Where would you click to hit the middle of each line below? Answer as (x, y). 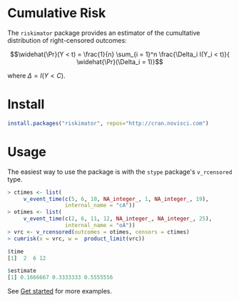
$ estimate (22, 271)
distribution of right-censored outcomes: (67, 40)
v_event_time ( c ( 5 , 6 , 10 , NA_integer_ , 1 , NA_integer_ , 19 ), (116, 199)
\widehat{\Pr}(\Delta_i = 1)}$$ (120, 61)
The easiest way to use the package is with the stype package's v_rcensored (120, 172)
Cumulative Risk (57, 13)
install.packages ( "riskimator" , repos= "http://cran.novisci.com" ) (108, 123)
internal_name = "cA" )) (100, 205)
